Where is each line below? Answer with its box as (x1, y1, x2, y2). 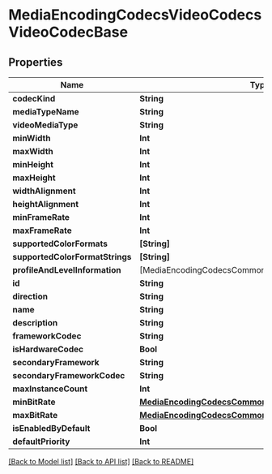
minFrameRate (12, 212, 70, 222)
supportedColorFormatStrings (12, 252, 132, 262)
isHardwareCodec (12, 343, 83, 355)
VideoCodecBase (8, 23, 128, 41)
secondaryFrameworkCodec (12, 370, 125, 381)
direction (12, 291, 49, 302)
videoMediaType (12, 119, 79, 131)
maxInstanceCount (12, 383, 88, 394)
